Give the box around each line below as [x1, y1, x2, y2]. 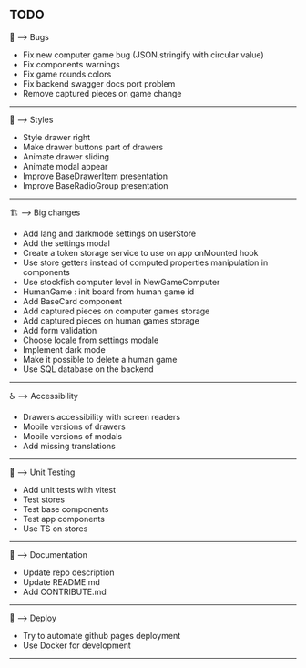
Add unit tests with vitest [22, 484, 117, 495]
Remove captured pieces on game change [22, 87, 182, 98]
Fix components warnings [22, 58, 120, 69]
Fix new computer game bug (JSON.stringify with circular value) [22, 49, 264, 60]
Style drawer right [22, 131, 91, 142]
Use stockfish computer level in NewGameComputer [22, 276, 220, 287]
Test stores [22, 494, 66, 505]
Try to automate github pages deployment [22, 630, 180, 641]
